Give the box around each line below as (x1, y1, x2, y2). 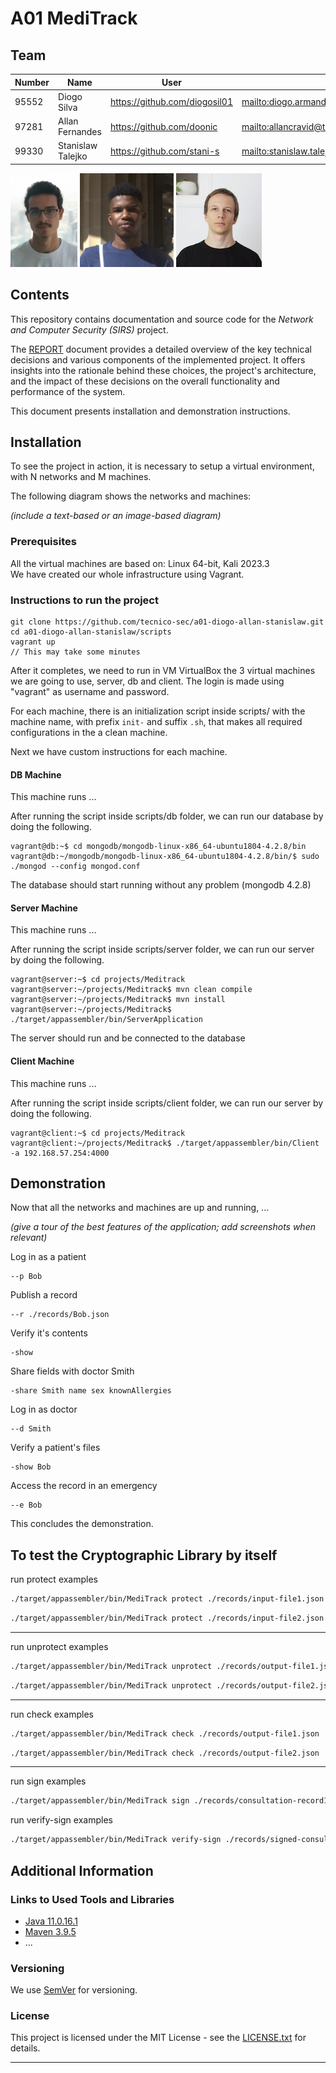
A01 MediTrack (10, 7, 138, 30)
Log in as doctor (10, 1403, 78, 1416)
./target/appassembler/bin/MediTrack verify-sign (10, 1835, 222, 1845)
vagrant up (10, 637, 56, 647)
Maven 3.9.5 (24, 1925, 77, 1937)
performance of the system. (10, 385, 126, 397)
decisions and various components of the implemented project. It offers (10, 353, 306, 366)
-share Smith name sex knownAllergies (10, 1386, 172, 1396)
